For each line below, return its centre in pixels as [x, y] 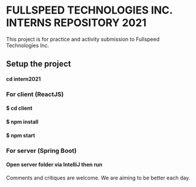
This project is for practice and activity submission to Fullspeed [83, 39]
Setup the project [39, 64]
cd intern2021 [24, 79]
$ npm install [22, 122]
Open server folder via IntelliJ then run [54, 165]
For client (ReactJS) [35, 94]
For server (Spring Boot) [41, 150]
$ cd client [19, 108]
